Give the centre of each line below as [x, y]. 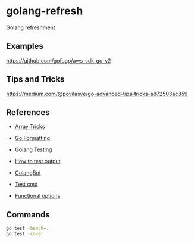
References [28, 112]
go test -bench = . [28, 228]
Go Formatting [32, 138]
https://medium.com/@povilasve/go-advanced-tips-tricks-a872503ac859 [97, 94]
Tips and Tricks [35, 80]
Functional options [37, 196]
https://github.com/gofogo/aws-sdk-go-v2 [59, 60]
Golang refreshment [31, 27]
